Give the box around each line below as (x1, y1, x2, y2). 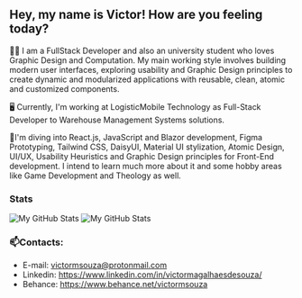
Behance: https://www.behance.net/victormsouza (22, 279, 208, 290)
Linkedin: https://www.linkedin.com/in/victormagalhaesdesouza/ (22, 269, 262, 280)
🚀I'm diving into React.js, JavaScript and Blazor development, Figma (9, 131, 263, 142)
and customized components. (9, 83, 120, 94)
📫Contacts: (9, 236, 64, 248)
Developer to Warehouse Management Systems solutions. (9, 114, 225, 125)
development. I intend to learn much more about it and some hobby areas (9, 160, 282, 171)
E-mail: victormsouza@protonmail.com (22, 260, 168, 271)
